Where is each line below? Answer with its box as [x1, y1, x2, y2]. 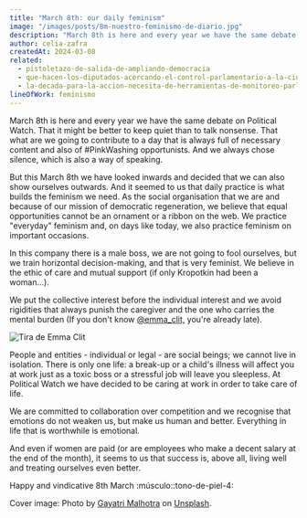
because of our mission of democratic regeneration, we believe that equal [9, 200, 288, 211]
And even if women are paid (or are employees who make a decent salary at [9, 442, 297, 453]
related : [9, 56, 43, 65]
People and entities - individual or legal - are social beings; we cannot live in [9, 349, 297, 360]
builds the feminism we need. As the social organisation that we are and [9, 191, 281, 202]
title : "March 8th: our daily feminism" [9, 13, 166, 23]
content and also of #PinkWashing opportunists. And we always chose [9, 143, 275, 155]
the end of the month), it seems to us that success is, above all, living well [9, 452, 288, 463]
